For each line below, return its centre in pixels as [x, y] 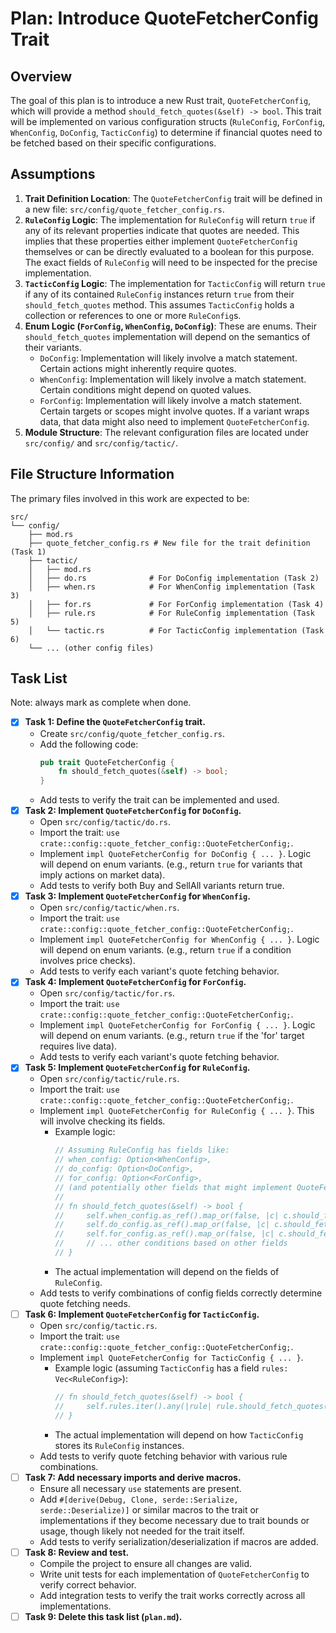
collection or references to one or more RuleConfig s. [133, 315]
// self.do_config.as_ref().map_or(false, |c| [162, 1225]
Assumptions [53, 174]
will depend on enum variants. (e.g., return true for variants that [171, 864]
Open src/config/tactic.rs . [98, 1325]
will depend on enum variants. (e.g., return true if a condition [165, 950]
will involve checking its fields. [102, 1121]
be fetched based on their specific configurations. [113, 143]
